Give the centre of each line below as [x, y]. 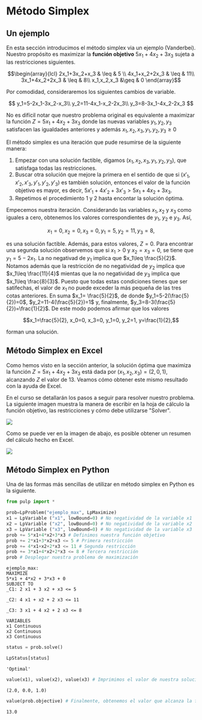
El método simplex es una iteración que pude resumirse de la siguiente [94, 142]
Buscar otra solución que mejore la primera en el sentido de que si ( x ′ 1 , [103, 175]
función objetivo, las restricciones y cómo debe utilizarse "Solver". [89, 410]
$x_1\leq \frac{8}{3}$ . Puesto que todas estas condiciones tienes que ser [97, 282]
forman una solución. [32, 332]
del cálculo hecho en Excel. [40, 439]
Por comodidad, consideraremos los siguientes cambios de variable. [91, 92]
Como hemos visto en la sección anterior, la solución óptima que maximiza [99, 365]
